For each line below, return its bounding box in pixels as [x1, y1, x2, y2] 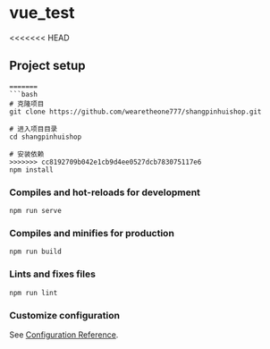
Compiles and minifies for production [9, 226, 174, 239]
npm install [9, 165, 54, 174]
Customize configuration [9, 309, 121, 321]
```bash [9, 89, 38, 98]
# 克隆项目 [9, 99, 45, 108]
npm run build [9, 247, 63, 257]
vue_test [9, 3, 75, 23]
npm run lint [9, 288, 58, 297]
